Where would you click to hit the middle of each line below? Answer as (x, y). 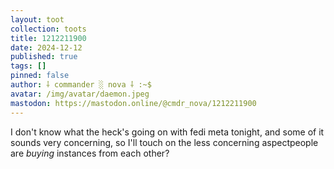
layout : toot (37, 19)
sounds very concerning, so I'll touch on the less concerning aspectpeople (164, 142)
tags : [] (28, 66)
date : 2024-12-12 (46, 47)
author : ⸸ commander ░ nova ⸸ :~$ (81, 85)
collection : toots (48, 29)
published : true (44, 57)
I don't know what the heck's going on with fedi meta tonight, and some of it (167, 132)
